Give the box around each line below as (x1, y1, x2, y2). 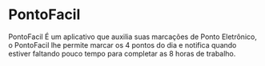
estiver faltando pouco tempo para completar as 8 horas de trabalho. (8, 49, 236, 58)
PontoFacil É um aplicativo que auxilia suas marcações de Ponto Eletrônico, (8, 32, 258, 41)
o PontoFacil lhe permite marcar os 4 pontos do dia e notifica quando (8, 40, 237, 49)
